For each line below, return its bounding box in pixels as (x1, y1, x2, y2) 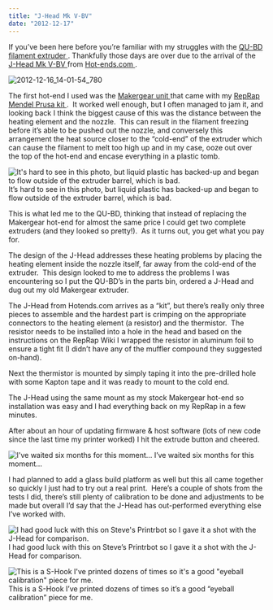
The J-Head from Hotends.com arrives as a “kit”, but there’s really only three (8, 300, 265, 310)
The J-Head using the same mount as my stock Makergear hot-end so (8, 392, 245, 403)
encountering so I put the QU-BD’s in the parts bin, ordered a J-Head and (8, 276, 254, 285)
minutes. (8, 410, 38, 420)
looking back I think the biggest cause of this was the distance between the (8, 107, 262, 118)
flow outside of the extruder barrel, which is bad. (8, 193, 172, 203)
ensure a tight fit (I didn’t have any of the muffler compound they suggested (8, 343, 262, 354)
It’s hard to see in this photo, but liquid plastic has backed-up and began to (8, 184, 259, 194)
